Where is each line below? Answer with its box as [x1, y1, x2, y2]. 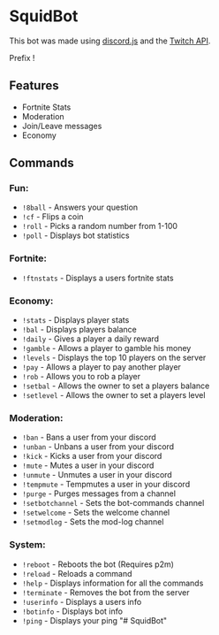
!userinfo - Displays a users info [21, 596, 142, 607]
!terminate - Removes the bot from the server [21, 586, 190, 598]
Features [9, 78, 59, 94]
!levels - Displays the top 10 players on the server [21, 352, 207, 363]
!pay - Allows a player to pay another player [21, 362, 181, 372]
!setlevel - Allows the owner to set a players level [21, 390, 206, 401]
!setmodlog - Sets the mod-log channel [21, 516, 164, 527]
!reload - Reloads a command [21, 568, 132, 578]
